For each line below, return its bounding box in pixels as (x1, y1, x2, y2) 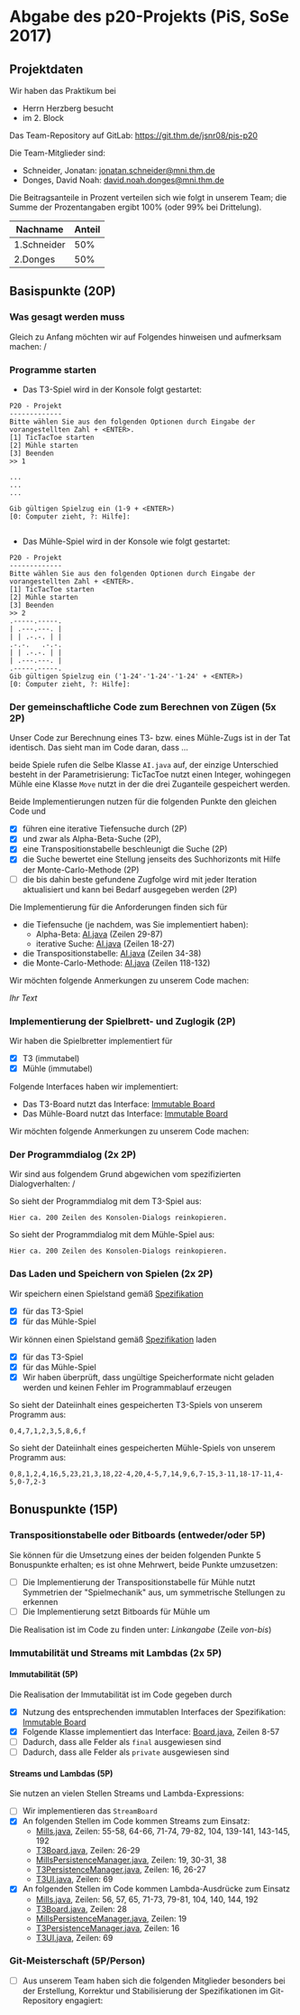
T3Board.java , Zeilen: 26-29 (35, 1845, 141, 1856)
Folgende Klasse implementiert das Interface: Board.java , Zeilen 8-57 (22, 1726, 280, 1737)
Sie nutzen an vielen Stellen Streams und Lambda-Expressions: (9, 1788, 245, 1799)
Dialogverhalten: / (9, 1179, 76, 1189)
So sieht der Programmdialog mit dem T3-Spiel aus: (9, 1196, 202, 1207)
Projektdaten (9, 61, 84, 77)
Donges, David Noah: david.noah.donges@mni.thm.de (22, 174, 225, 185)
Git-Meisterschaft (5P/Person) (9, 1954, 146, 1967)
